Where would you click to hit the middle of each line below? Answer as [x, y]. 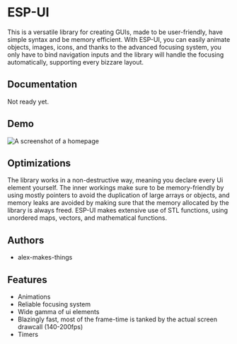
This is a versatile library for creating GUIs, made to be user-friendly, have [115, 32]
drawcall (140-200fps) [50, 327]
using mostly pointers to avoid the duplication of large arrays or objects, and [118, 195]
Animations [34, 296]
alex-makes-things [45, 257]
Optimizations [39, 163]
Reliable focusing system [54, 304]
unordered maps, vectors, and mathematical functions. [87, 218]
